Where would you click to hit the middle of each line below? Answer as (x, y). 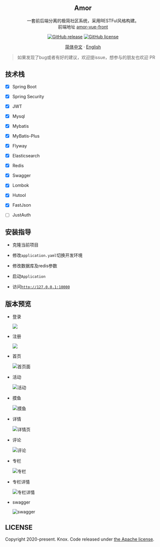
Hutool (19, 195)
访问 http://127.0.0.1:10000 (41, 287)
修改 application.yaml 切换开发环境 (47, 255)
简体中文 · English (83, 47)
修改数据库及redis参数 (35, 266)
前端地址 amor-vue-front (83, 27)
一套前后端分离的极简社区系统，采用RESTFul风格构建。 (83, 20)
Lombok (21, 185)
